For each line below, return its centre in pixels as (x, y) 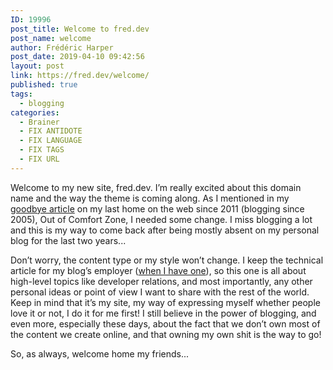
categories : (35, 112)
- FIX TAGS (42, 150)
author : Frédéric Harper (62, 47)
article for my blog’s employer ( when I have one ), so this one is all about (158, 270)
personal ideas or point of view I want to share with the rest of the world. (160, 292)
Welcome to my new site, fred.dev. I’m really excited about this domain (156, 187)
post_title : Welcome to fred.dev (80, 29)
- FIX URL (39, 159)
